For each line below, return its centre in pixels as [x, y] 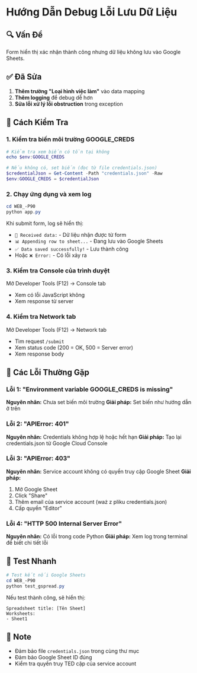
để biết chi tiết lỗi [27, 543]
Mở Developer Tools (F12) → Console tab [56, 284]
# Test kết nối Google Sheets [46, 575]
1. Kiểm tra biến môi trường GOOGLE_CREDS [70, 139]
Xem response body [39, 354]
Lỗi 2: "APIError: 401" [38, 424]
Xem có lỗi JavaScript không [50, 295]
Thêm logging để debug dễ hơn [54, 97]
